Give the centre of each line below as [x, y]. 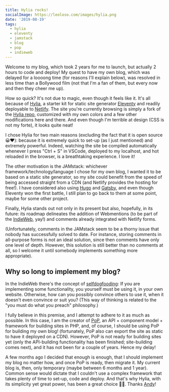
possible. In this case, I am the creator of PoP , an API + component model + [84, 321]
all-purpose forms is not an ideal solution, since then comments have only [82, 240]
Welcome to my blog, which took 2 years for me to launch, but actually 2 [81, 67]
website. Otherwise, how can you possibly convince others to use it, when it [85, 295]
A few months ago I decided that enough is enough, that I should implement [84, 357]
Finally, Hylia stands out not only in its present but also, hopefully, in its [79, 208]
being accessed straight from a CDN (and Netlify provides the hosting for [81, 182]
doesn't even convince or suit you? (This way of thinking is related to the [81, 300]
